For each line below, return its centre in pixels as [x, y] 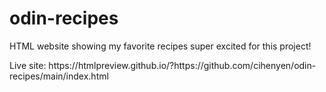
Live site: [28, 65]
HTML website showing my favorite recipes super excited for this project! [160, 46]
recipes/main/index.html [59, 76]
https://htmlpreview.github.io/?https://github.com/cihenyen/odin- [182, 65]
